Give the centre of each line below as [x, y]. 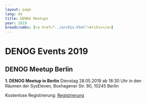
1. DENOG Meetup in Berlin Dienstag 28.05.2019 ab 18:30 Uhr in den [73, 81]
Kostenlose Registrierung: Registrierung [45, 95]
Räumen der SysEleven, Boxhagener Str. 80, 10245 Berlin [62, 86]
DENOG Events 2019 [47, 51]
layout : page [18, 9]
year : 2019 [16, 23]
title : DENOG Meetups [27, 18]
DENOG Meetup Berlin [39, 69]
